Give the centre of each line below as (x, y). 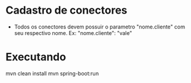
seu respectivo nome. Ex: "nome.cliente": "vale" (73, 33)
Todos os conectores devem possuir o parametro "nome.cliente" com (100, 27)
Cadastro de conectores (66, 10)
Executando (36, 57)
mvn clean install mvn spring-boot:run (52, 73)
